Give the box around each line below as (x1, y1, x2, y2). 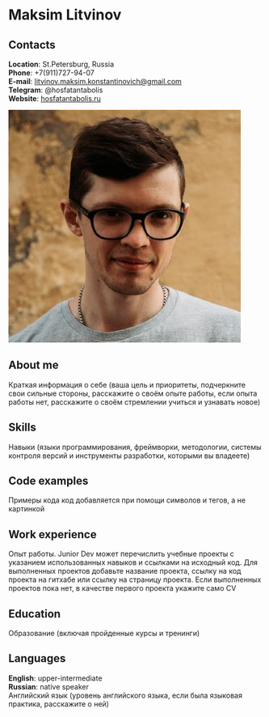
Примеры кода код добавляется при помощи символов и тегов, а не (8, 495, 246, 505)
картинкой (8, 504, 45, 514)
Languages (8, 651, 66, 665)
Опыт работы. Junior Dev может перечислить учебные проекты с (8, 549, 234, 559)
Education (8, 607, 61, 621)
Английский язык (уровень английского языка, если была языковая (8, 690, 242, 700)
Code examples (8, 474, 89, 488)
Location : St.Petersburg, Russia (8, 59, 115, 69)
